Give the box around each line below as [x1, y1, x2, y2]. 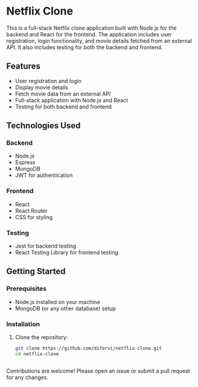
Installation [6, 320, 41, 328]
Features [6, 61, 41, 71]
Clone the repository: [15, 334, 68, 341]
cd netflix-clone [15, 351, 59, 357]
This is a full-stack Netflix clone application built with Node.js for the [6, 24, 177, 31]
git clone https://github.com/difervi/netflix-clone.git [15, 345, 162, 352]
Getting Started [6, 266, 66, 277]
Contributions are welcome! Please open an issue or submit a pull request [6, 367, 191, 374]
